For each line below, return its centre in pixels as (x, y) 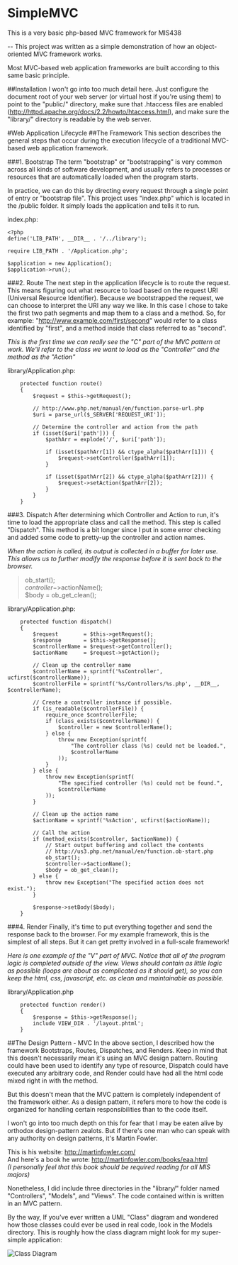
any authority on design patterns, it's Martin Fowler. (83, 1138)
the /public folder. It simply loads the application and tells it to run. (104, 205)
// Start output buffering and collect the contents (124, 845)
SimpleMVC (43, 13)
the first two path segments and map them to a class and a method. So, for (117, 313)
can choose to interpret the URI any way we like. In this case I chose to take (118, 305)
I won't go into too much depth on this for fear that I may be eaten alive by (115, 1123)
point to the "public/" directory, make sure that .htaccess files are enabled (115, 104)
